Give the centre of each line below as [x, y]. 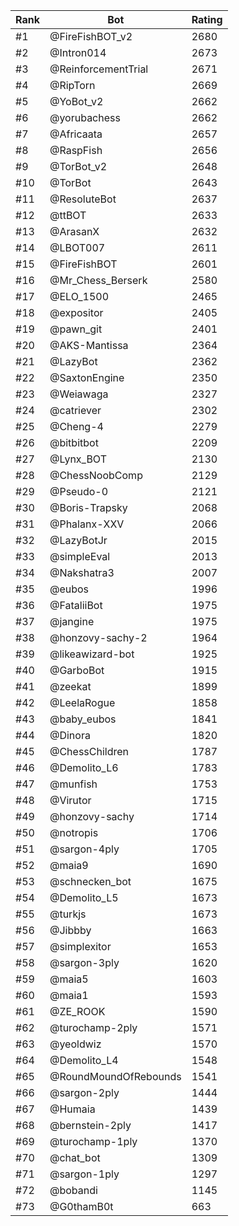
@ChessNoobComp [96, 475]
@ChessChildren [89, 751]
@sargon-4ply [84, 849]
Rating [207, 19]
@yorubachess [85, 117]
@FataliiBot [76, 605]
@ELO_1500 [79, 296]
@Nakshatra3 [82, 572]
